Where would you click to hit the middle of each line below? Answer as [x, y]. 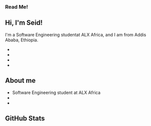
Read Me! [17, 7]
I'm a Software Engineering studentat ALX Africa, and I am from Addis [75, 34]
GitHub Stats [25, 118]
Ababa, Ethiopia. [22, 40]
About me [20, 80]
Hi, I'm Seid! [24, 23]
